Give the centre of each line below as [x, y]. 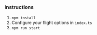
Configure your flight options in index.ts [52, 23]
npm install [23, 18]
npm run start [26, 28]
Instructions [19, 7]
